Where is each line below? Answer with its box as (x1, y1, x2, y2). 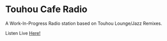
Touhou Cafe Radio (5, 4, 88, 15)
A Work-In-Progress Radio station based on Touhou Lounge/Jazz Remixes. (5, 20, 162, 26)
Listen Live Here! (5, 30, 41, 36)
